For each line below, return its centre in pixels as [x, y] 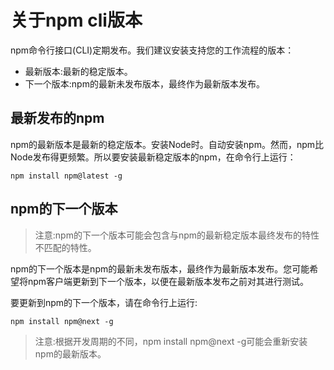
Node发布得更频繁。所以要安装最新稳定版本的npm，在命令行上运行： [153, 157]
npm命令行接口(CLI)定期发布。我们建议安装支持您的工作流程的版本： [152, 50]
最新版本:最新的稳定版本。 [78, 71]
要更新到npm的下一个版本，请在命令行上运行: [104, 302]
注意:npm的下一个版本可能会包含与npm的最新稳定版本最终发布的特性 [177, 235]
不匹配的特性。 [65, 247]
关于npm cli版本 [76, 20]
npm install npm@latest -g [66, 176]
